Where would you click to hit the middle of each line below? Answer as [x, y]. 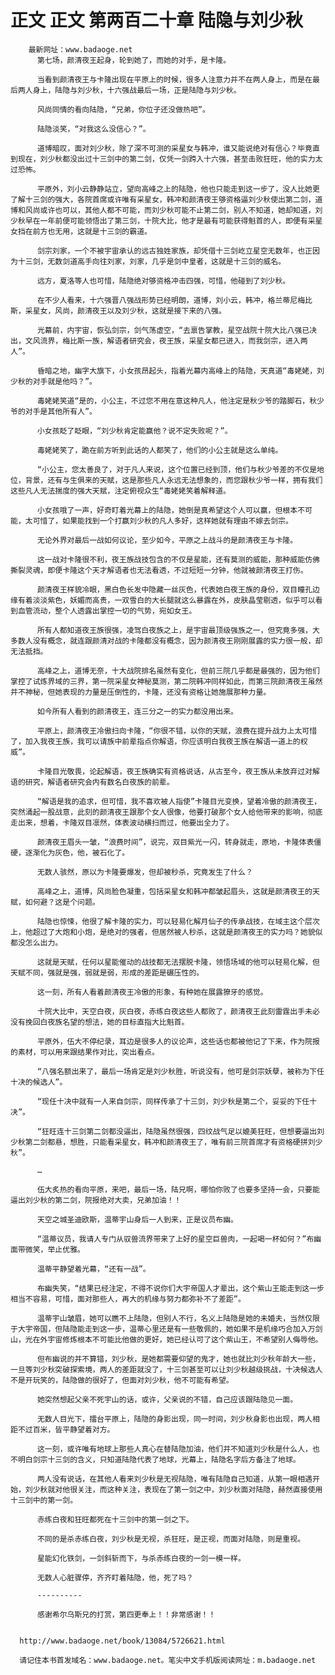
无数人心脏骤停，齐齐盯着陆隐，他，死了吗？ [115, 1577]
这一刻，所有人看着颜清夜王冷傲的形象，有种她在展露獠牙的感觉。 [152, 992]
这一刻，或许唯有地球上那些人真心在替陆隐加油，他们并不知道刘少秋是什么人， [174, 1449]
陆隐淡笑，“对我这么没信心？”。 [93, 129]
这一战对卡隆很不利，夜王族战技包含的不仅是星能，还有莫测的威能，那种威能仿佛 [178, 559]
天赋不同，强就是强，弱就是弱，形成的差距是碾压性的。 [107, 972]
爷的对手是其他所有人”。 [53, 411]
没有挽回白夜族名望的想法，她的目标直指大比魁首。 [100, 1022]
